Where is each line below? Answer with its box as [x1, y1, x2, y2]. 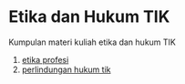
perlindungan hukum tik [21, 64, 111, 75]
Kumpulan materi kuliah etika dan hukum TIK [8, 37, 177, 47]
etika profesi [21, 54, 69, 65]
